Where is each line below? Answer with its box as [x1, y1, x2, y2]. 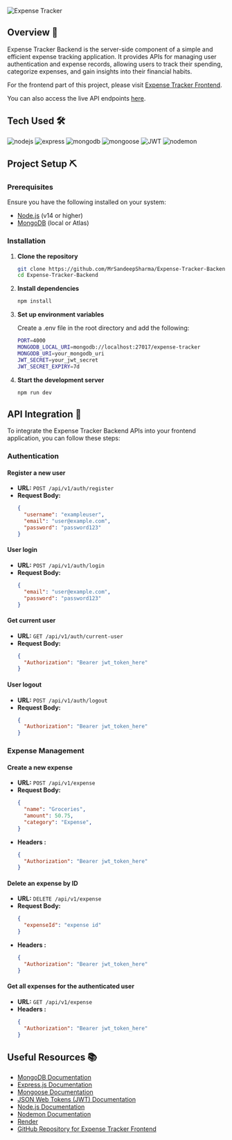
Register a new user [7, 469, 66, 477]
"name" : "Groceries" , [24, 806, 87, 813]
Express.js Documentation [17, 1080, 92, 1089]
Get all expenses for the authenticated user [7, 982, 135, 991]
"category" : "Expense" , [24, 819, 92, 825]
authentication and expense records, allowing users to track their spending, [7, 60, 223, 68]
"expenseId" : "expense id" [24, 922, 102, 929]
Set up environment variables [17, 310, 105, 319]
